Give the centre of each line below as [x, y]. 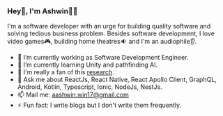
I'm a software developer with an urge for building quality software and [109, 26]
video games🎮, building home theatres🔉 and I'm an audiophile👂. [102, 42]
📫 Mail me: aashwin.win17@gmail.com [73, 95]
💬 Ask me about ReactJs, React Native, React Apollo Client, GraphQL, [117, 80]
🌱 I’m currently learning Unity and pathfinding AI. [87, 65]
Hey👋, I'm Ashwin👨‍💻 [43, 11]
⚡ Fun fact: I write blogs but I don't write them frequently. [99, 105]
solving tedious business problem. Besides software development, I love [111, 33]
